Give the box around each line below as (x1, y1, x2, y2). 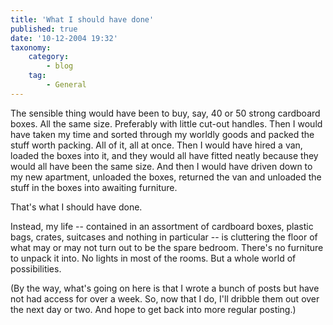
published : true (10, 24, 78, 34)
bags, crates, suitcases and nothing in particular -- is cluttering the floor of (10, 231, 318, 243)
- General (46, 80, 87, 90)
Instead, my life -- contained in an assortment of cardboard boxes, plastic (10, 220, 314, 232)
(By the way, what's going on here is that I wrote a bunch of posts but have (10, 282, 320, 294)
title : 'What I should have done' (10, 14, 155, 25)
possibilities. (10, 262, 62, 275)
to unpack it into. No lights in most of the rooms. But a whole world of (10, 252, 297, 264)
